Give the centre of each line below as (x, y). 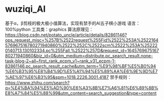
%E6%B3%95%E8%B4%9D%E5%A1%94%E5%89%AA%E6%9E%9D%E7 (82, 71)
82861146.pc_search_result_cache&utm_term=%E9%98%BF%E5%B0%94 (81, 66)
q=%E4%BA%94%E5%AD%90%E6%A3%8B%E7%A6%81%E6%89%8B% (82, 88)
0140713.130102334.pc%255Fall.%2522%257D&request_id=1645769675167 (82, 50)
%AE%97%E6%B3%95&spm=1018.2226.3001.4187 (57, 77)
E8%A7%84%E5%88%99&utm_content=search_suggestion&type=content (81, 93)
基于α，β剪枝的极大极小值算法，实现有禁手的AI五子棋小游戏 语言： (73, 23)
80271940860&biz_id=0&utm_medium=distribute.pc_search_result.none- (79, 55)
